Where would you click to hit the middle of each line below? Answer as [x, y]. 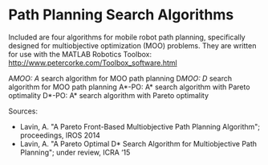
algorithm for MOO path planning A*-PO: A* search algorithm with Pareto [129, 87]
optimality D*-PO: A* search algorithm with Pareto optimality [109, 95]
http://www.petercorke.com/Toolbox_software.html [93, 63]
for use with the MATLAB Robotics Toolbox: [80, 54]
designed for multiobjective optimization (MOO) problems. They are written [132, 45]
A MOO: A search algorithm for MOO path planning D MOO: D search [120, 78]
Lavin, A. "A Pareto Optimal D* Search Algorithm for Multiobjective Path [138, 143]
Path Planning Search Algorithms [121, 15]
